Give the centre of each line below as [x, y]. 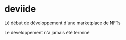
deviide [20, 9]
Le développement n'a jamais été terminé [47, 32]
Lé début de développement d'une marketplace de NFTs [63, 23]
